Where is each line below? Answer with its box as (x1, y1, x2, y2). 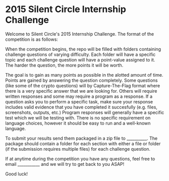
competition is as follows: (5, 36, 58, 42)
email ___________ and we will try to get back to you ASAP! (5, 161, 125, 167)
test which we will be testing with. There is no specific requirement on (5, 114, 151, 120)
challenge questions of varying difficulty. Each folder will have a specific (5, 51, 156, 57)
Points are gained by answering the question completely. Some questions (5, 77, 158, 83)
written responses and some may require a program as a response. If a (5, 93, 153, 99)
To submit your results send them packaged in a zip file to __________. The (5, 135, 158, 141)
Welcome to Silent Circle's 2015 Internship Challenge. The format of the (5, 31, 154, 37)
